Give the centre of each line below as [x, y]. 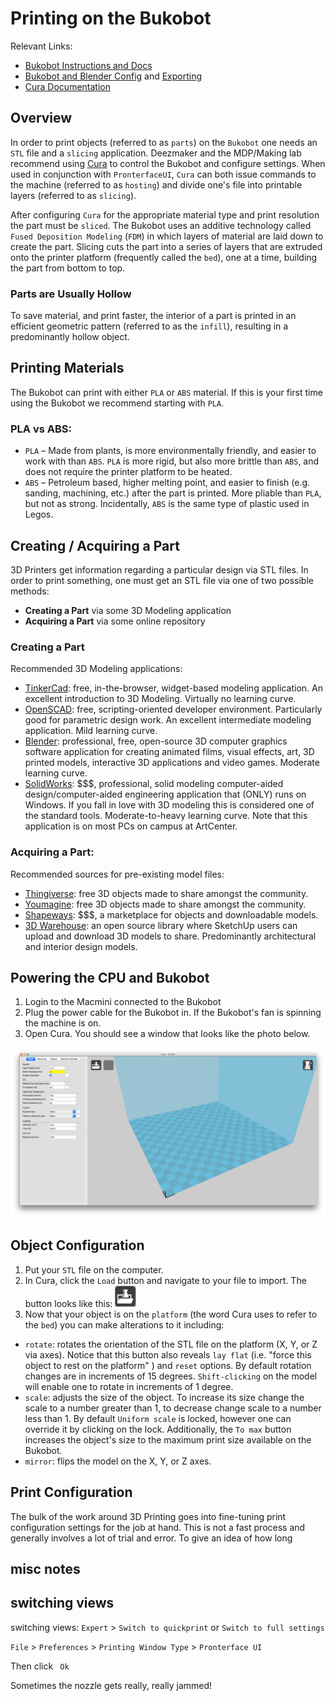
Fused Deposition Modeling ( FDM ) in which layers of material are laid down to [167, 236]
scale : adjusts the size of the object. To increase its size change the [164, 1397]
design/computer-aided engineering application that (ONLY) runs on [165, 794]
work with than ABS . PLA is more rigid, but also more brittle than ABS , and [172, 461]
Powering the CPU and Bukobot [110, 977]
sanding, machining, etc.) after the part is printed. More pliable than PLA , [173, 493]
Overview [41, 118]
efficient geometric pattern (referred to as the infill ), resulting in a [149, 326]
